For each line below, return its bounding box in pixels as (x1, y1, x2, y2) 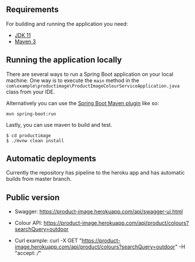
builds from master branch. (6, 176, 72, 183)
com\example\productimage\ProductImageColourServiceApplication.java (6, 83, 180, 89)
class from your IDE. (6, 88, 55, 95)
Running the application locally (6, 55, 122, 65)
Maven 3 (14, 38, 36, 45)
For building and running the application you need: (6, 20, 128, 27)
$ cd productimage (6, 132, 51, 139)
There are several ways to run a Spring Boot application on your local (6, 70, 173, 78)
